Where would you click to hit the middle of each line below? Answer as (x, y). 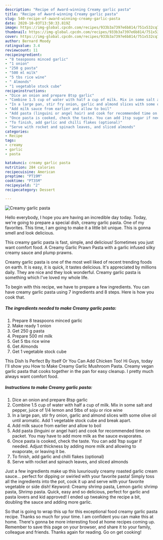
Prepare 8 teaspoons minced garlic (47, 321)
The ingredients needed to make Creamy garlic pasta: (61, 308)
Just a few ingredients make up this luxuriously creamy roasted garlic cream (81, 471)
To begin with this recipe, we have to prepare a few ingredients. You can (77, 287)
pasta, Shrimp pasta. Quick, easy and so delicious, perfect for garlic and (77, 491)
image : (12, 28)
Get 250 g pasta (28, 331)
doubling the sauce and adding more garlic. (49, 502)
